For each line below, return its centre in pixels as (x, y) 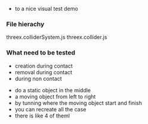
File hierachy (25, 24)
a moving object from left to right (55, 96)
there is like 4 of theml (42, 116)
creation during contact (44, 66)
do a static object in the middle (53, 90)
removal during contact (44, 72)
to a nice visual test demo (47, 9)
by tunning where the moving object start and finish (78, 103)
